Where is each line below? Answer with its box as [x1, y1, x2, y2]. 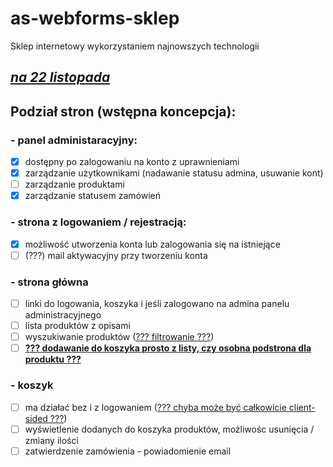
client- [288, 401, 316, 413]
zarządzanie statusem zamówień [24, 190, 161, 202]
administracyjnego [24, 309, 102, 321]
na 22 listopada [10, 69, 111, 86]
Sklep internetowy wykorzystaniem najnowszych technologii [10, 40, 260, 52]
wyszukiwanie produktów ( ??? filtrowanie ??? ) [24, 331, 215, 343]
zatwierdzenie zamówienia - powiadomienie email [24, 445, 232, 457]
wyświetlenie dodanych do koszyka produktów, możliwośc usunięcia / [24, 423, 315, 435]
